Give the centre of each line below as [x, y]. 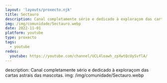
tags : [11, 42]
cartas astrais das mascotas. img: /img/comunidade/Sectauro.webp [75, 76]
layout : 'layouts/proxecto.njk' [39, 10]
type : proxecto [21, 38]
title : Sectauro [22, 14]
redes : [12, 51]
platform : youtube [24, 33]
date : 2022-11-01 [23, 28]
